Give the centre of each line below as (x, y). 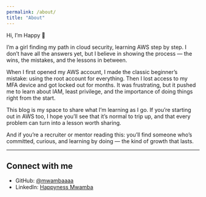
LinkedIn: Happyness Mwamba (54, 187)
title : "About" (26, 18)
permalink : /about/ (31, 12)
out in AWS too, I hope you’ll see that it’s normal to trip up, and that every (99, 116)
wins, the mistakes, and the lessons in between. (67, 60)
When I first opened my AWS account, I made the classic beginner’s (92, 72)
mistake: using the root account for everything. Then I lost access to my (97, 78)
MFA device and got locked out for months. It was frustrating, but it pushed (101, 85)
